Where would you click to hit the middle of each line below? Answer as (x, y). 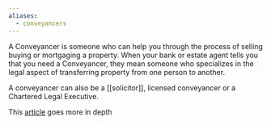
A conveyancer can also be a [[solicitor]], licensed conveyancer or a (122, 87)
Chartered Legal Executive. (53, 96)
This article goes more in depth (60, 112)
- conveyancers (41, 23)
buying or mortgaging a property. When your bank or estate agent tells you (133, 55)
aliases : (23, 16)
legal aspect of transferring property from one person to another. (116, 72)
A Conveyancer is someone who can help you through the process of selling (135, 46)
